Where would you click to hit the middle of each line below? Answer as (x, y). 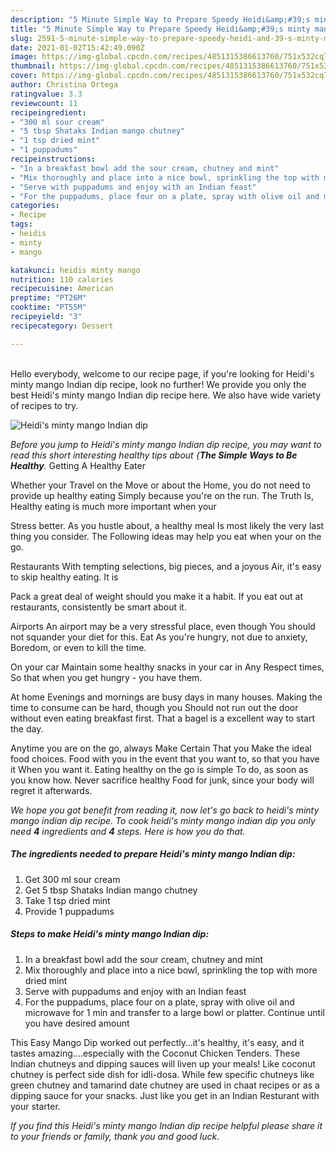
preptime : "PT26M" (48, 298)
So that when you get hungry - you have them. (106, 677)
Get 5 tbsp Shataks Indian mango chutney (111, 890)
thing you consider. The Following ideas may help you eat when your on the (166, 536)
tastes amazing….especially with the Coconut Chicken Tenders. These (155, 1053)
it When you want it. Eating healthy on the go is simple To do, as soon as (159, 769)
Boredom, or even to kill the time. (78, 647)
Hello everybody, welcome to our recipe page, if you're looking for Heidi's (162, 373)
